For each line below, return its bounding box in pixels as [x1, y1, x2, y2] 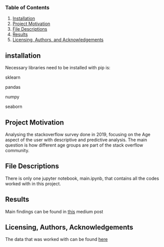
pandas [5, 84, 21, 90]
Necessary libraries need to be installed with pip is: [5, 65, 111, 71]
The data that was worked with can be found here [5, 236, 108, 242]
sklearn [5, 74, 21, 80]
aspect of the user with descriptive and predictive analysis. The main [5, 137, 147, 143]
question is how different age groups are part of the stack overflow [5, 142, 143, 148]
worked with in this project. [5, 180, 61, 187]
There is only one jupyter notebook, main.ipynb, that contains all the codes [5, 175, 159, 181]
